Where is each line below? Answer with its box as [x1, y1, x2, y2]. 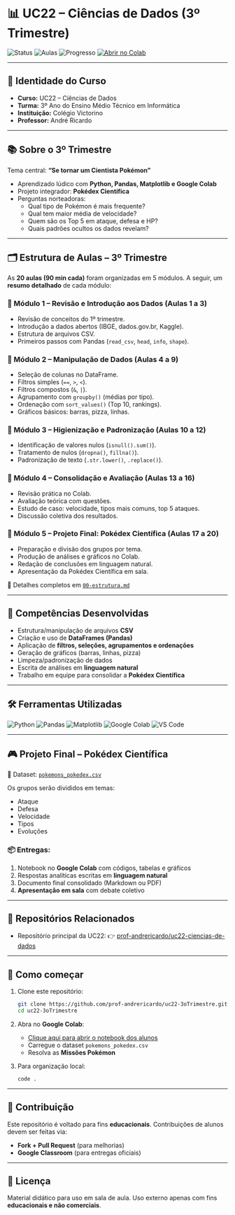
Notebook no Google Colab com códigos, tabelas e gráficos [17, 864, 191, 872]
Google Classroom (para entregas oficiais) [17, 1149, 141, 1157]
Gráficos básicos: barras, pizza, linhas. [17, 407, 130, 416]
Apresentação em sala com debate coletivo [17, 886, 145, 894]
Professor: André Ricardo [17, 116, 92, 125]
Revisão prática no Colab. [17, 489, 92, 498]
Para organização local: [17, 1062, 86, 1070]
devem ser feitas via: [7, 1128, 68, 1136]
